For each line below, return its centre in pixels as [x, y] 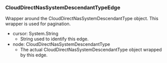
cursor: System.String [35, 34]
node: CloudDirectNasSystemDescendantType [61, 44]
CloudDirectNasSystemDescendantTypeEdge [63, 8]
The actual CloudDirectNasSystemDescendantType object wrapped [91, 50]
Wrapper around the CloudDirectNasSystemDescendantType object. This [82, 19]
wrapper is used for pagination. [38, 24]
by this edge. [34, 55]
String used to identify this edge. [54, 39]
